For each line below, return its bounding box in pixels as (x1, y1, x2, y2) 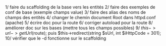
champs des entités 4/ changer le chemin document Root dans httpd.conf (5, 15, 156, 20)
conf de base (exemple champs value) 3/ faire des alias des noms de (5, 9, 146, 15)
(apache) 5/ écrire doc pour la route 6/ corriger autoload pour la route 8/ (5, 20, 153, 25)
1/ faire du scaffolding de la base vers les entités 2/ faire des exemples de (5, 4, 156, 10)
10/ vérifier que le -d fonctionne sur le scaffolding (5, 35, 107, 41)
